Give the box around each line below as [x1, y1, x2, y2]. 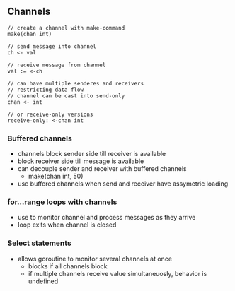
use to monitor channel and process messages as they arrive [17, 213, 196, 222]
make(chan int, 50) [28, 172, 84, 181]
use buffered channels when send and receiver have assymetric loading [17, 179, 229, 188]
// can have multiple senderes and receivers [7, 80, 144, 87]
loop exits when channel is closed [17, 220, 117, 229]
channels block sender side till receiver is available [17, 150, 166, 158]
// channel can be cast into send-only [7, 92, 125, 100]
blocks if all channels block [28, 261, 108, 271]
